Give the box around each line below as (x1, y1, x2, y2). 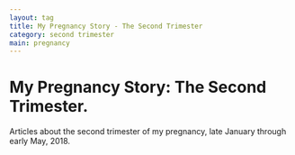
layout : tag (9, 13, 54, 23)
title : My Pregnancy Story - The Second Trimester (9, 22, 203, 31)
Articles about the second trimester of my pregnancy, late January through (9, 126, 287, 137)
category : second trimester (9, 30, 115, 39)
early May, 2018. (9, 136, 70, 147)
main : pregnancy (9, 38, 70, 48)
